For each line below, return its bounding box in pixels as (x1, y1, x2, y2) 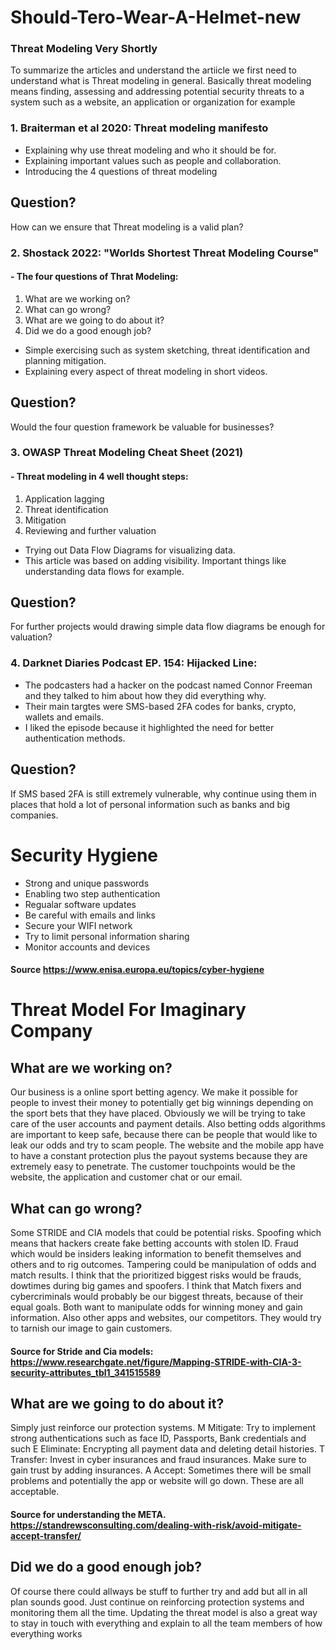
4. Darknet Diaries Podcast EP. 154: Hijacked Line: (10, 656, 258, 670)
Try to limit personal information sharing (24, 930, 190, 942)
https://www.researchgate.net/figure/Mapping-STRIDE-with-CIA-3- (10, 1356, 302, 1368)
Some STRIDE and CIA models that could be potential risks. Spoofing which (10, 1226, 322, 1238)
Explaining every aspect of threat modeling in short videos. (24, 365, 268, 377)
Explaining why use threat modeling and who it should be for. (24, 144, 277, 156)
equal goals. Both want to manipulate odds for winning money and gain (10, 1301, 303, 1313)
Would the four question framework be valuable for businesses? (10, 421, 275, 433)
